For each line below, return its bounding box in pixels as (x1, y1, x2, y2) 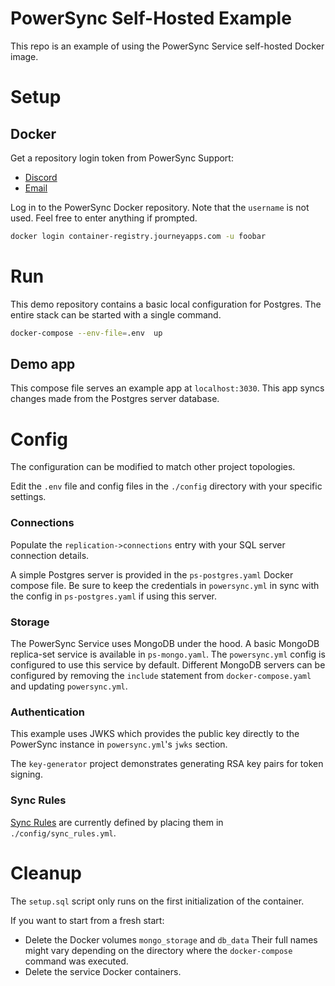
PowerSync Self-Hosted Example (10, 7, 292, 30)
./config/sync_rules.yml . (10, 827, 117, 839)
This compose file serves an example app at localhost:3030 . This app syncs (10, 382, 325, 394)
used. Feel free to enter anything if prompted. (10, 212, 198, 224)
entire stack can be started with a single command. (10, 308, 222, 321)
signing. (10, 768, 43, 781)
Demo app (10, 356, 76, 373)
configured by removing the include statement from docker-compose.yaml (10, 669, 312, 681)
